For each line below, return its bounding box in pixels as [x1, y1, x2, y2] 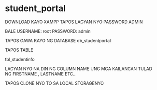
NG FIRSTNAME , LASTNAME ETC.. [5, 71, 76, 76]
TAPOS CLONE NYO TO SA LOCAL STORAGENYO [5, 80, 104, 86]
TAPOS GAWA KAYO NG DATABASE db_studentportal [5, 37, 111, 44]
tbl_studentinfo [5, 56, 35, 62]
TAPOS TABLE [5, 47, 34, 53]
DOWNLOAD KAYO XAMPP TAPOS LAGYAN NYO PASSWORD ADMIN [5, 19, 143, 25]
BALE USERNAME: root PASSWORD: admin [5, 28, 91, 34]
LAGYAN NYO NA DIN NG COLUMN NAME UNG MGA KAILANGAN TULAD [5, 66, 153, 72]
